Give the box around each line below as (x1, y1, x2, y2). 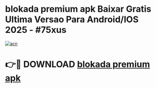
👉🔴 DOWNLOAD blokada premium (5, 59, 150, 70)
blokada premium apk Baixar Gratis (5, 3, 152, 15)
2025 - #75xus (5, 25, 66, 35)
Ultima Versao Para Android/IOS (5, 14, 139, 25)
